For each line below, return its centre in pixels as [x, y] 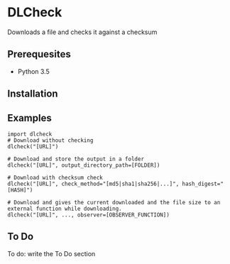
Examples [29, 118]
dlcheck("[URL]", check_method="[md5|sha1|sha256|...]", [93, 184]
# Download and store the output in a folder [76, 159]
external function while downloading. [65, 209]
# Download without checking [50, 140]
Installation [33, 94]
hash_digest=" [203, 184]
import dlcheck [30, 134]
